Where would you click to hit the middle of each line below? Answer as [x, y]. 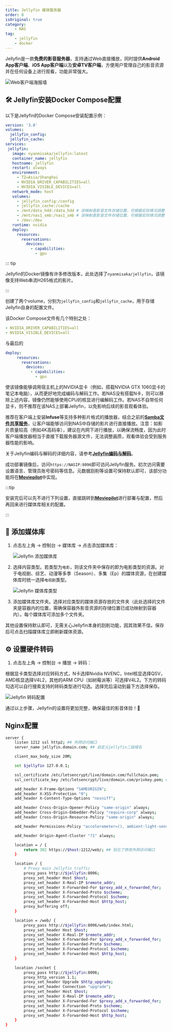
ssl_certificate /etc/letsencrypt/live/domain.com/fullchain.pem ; [87, 775]
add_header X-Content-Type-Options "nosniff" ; [65, 799]
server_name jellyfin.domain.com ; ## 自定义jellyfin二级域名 [78, 748]
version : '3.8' [21, 125]
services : [16, 144]
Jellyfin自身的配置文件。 [31, 308]
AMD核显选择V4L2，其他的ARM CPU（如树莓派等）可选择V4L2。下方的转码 [86, 680]
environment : [26, 173]
